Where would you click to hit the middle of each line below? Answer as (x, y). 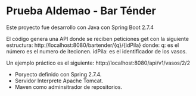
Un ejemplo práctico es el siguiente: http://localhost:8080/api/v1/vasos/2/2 (98, 63)
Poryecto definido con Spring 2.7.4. (58, 74)
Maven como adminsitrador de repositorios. (69, 87)
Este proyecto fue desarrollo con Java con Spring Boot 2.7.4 (80, 27)
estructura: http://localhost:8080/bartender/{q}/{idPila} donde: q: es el (93, 45)
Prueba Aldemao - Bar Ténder (81, 11)
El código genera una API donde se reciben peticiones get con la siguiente (98, 39)
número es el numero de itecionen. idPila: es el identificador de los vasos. (97, 51)
